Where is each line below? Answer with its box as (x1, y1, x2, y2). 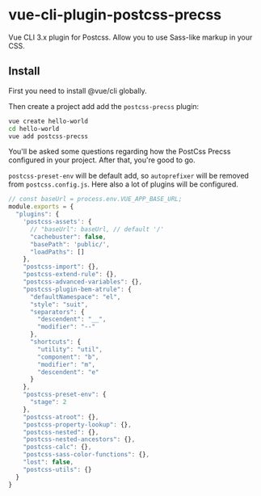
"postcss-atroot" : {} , (23, 413, 99, 421)
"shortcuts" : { (29, 338, 82, 346)
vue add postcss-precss (8, 132, 89, 141)
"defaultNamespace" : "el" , (29, 292, 121, 301)
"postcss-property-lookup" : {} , (23, 420, 132, 429)
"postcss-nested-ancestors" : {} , (23, 435, 136, 443)
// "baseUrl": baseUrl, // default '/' (29, 225, 164, 233)
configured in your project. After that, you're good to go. (8, 155, 196, 165)
